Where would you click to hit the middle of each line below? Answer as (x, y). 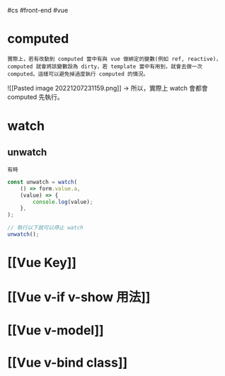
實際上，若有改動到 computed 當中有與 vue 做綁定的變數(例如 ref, (96, 59)
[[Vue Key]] (42, 263)
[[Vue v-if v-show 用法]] (79, 297)
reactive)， (204, 59)
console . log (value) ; (63, 202)
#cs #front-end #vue (38, 10)
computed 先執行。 (35, 97)
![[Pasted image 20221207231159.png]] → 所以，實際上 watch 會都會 (108, 88)
